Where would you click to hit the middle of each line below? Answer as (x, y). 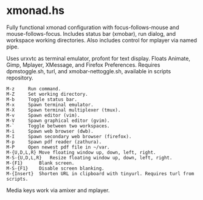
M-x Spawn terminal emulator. (50, 105)
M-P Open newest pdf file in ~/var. (58, 147)
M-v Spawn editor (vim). (43, 115)
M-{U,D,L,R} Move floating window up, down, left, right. (81, 152)
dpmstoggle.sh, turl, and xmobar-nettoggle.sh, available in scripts (89, 71)
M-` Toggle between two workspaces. (58, 126)
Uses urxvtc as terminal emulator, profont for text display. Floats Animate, (98, 58)
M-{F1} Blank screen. (40, 163)
